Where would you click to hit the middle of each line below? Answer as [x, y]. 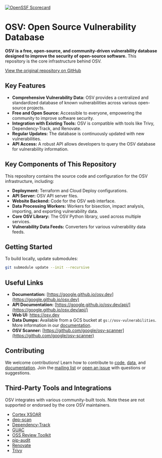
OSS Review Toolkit [31, 435]
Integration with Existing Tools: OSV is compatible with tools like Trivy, [83, 123]
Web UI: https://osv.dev [36, 315]
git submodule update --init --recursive [47, 268]
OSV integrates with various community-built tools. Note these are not [75, 400]
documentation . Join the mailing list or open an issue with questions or [75, 368]
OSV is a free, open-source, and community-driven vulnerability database [81, 50]
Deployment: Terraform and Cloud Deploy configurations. [70, 190]
